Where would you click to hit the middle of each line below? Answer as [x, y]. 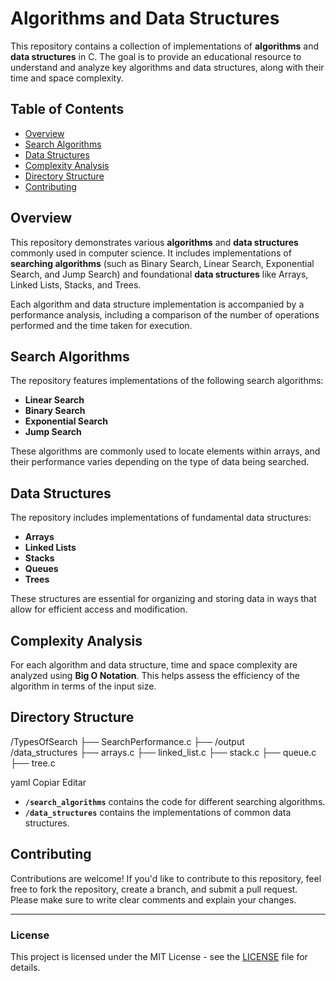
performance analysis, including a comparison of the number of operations [165, 314]
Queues [41, 569]
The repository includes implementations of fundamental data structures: [161, 518]
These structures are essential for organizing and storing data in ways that [163, 599]
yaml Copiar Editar [48, 782]
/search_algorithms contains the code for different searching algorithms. [175, 801]
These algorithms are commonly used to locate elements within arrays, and [165, 451]
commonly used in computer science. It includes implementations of [151, 253]
